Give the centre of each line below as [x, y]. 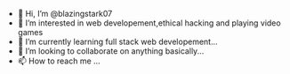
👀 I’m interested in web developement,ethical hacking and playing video [149, 23]
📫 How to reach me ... [59, 61]
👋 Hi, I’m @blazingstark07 [65, 14]
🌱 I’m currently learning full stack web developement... [117, 41]
